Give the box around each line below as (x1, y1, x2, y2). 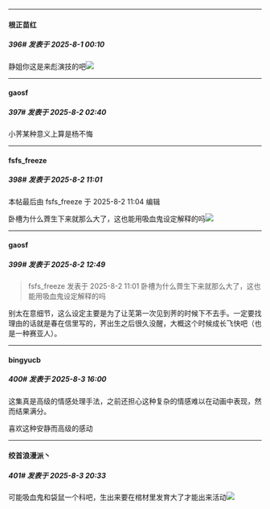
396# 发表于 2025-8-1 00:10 (8, 39, 105, 49)
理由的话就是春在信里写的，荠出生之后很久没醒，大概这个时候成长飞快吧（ (8, 318, 255, 328)
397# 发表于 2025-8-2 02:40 (8, 107, 107, 117)
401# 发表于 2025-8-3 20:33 (8, 471, 106, 480)
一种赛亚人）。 (14, 329, 62, 339)
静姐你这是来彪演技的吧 (8, 61, 86, 71)
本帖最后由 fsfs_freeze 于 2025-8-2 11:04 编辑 (8, 196, 161, 206)
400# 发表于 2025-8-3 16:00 (8, 375, 107, 384)
